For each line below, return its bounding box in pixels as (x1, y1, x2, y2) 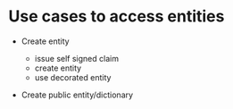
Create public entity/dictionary (21, 89, 134, 100)
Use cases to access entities (8, 6, 225, 27)
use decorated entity (34, 71, 112, 82)
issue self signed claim (34, 53, 120, 63)
